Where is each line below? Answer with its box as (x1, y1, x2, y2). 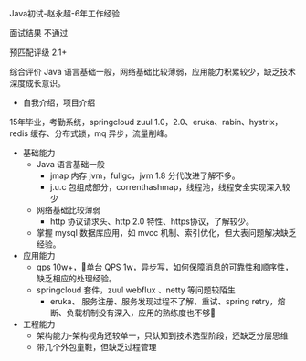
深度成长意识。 (9, 78, 66, 89)
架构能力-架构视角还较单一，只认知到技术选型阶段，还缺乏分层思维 (36, 330, 290, 341)
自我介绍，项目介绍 (22, 97, 96, 108)
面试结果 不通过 (9, 27, 69, 38)
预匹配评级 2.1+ (9, 47, 68, 58)
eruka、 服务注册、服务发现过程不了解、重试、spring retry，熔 (49, 296, 286, 306)
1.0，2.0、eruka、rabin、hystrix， (153, 117, 283, 127)
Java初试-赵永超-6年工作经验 (9, 8, 121, 18)
